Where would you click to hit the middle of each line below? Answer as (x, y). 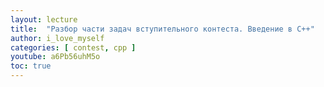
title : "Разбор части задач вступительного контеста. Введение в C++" (162, 29)
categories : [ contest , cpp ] (73, 47)
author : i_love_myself (57, 38)
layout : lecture (44, 19)
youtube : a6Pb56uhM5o (55, 57)
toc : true (31, 66)
